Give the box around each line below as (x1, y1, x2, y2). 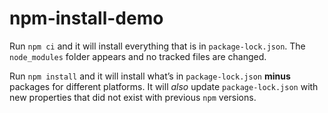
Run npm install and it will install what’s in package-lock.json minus (9, 70, 291, 82)
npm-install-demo (9, 7, 164, 30)
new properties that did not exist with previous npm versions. (9, 91, 257, 103)
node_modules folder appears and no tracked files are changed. (9, 50, 267, 62)
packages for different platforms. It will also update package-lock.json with (9, 80, 319, 92)
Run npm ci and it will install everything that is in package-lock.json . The (9, 40, 306, 52)
